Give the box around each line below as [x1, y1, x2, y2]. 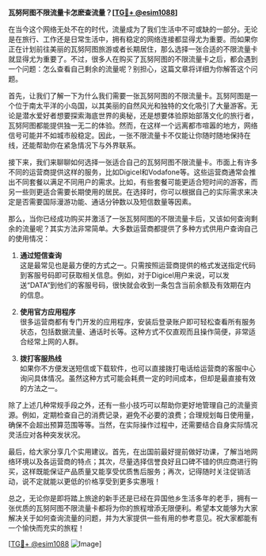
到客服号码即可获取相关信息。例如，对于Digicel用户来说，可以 [19, 270, 223, 280]
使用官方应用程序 [19, 307, 76, 316]
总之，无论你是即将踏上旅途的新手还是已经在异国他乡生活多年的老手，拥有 [8, 493, 251, 503]
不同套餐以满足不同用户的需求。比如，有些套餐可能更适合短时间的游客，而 [14, 178, 258, 186]
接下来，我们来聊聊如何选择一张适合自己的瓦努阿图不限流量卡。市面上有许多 [8, 158, 258, 167]
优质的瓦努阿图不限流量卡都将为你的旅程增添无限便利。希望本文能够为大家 [14, 504, 258, 512]
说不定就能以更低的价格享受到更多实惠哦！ [21, 477, 161, 486]
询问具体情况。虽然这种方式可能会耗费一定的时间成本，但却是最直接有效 [19, 374, 256, 383]
